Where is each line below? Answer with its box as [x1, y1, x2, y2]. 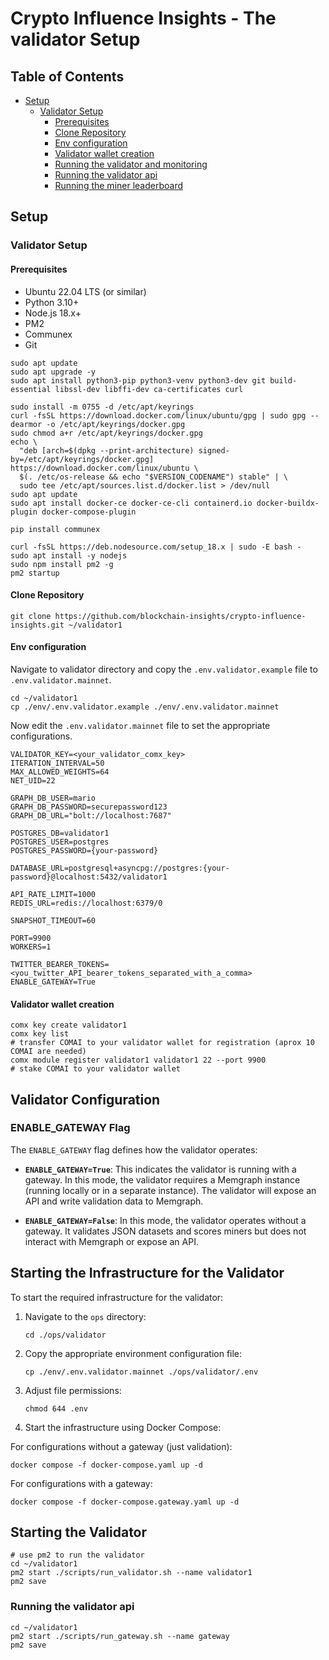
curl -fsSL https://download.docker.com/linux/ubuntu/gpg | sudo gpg [10, 410, 307, 421]
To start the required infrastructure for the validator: [10, 1291, 224, 1303]
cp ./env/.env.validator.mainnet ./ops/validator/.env [24, 1367, 259, 1377]
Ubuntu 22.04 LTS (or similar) [24, 285, 147, 297]
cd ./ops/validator [24, 1330, 107, 1340]
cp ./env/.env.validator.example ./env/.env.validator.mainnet [10, 702, 280, 712]
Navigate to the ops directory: [24, 1310, 147, 1322]
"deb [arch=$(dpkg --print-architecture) [19, 445, 195, 456]
